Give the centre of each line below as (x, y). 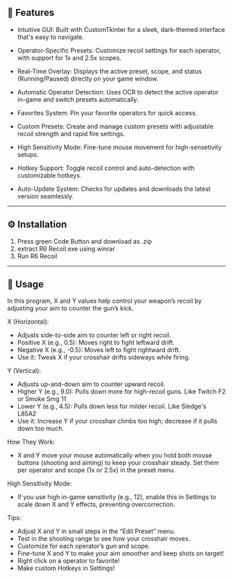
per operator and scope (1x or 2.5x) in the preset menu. (96, 470)
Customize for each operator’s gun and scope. (84, 546)
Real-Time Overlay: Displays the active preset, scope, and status (110, 71)
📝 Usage (25, 284)
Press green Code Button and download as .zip (85, 241)
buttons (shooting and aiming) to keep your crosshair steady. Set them (118, 463)
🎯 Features (31, 13)
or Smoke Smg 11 (42, 399)
